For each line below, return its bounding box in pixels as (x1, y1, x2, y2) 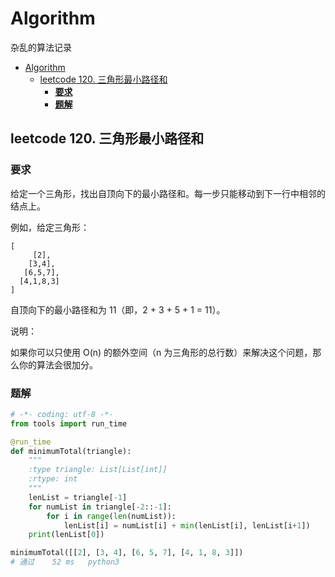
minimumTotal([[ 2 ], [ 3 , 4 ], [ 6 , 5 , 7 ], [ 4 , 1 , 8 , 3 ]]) (10, 548, 244, 558)
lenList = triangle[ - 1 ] (28, 492, 128, 502)
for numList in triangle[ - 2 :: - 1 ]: (28, 502, 172, 512)
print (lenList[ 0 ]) (28, 530, 105, 540)
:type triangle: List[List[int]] (28, 465, 168, 475)
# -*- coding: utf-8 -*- (10, 409, 114, 419)
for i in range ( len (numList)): (46, 511, 177, 521)
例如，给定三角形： (10, 221, 90, 233)
